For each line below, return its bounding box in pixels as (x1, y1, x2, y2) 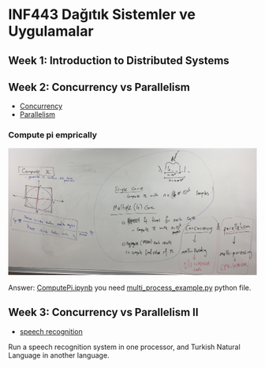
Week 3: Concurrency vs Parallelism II (8, 306, 199, 319)
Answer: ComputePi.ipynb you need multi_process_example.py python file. (8, 283, 252, 293)
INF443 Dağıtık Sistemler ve (8, 6, 196, 24)
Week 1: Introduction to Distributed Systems (8, 54, 230, 67)
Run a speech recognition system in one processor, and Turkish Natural (8, 342, 241, 351)
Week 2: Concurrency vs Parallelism (8, 81, 191, 94)
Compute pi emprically (8, 130, 97, 141)
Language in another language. (8, 350, 110, 360)
